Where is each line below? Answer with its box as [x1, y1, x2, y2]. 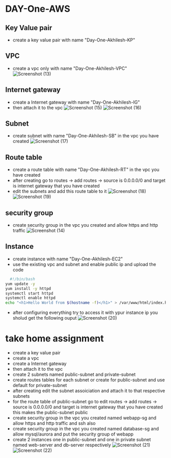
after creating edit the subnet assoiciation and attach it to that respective [12, 388, 165, 394]
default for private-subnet [12, 382, 67, 389]
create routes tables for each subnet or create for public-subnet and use [12, 377, 165, 383]
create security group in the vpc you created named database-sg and [12, 426, 159, 432]
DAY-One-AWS [5, 3, 70, 15]
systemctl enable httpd [5, 296, 56, 301]
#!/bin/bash [10, 276, 36, 281]
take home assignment [5, 333, 104, 345]
